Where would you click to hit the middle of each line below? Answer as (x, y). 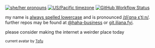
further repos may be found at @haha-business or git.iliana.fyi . (70, 23)
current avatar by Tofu (24, 41)
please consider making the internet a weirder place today (65, 32)
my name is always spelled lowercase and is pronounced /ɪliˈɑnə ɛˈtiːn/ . (77, 17)
